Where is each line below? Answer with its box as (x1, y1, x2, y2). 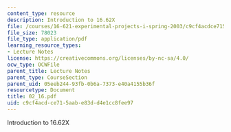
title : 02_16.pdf (7, 93, 57, 100)
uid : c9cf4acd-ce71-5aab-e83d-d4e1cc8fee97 (7, 100, 134, 107)
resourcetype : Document (7, 87, 76, 93)
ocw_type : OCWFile (7, 61, 60, 68)
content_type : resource (7, 10, 76, 17)
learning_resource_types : (7, 42, 81, 49)
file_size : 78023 (7, 29, 57, 36)
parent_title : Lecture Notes (7, 67, 91, 74)
